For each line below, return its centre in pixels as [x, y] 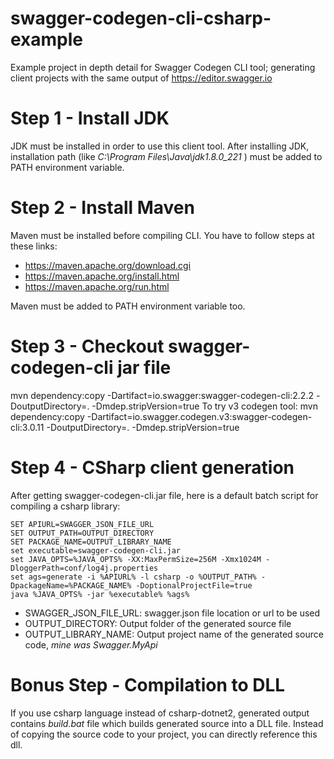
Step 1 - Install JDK [90, 118]
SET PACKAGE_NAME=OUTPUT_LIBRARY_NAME [91, 542]
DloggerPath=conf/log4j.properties [84, 568]
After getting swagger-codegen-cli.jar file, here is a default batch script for [164, 495]
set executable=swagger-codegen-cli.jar [96, 550]
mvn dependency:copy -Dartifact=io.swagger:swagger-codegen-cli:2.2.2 [162, 395]
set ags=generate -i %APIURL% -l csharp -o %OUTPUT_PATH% [133, 577]
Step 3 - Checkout [87, 346]
